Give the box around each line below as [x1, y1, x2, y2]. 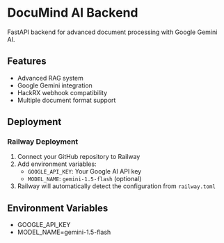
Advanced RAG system [17, 74, 83, 82]
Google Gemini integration [17, 81, 93, 90]
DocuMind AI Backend [7, 5, 138, 21]
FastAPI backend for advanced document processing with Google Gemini [7, 28, 218, 36]
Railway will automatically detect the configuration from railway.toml [17, 182, 216, 190]
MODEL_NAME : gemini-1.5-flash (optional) [27, 175, 142, 183]
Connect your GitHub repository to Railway [17, 153, 141, 161]
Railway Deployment [7, 137, 79, 146]
